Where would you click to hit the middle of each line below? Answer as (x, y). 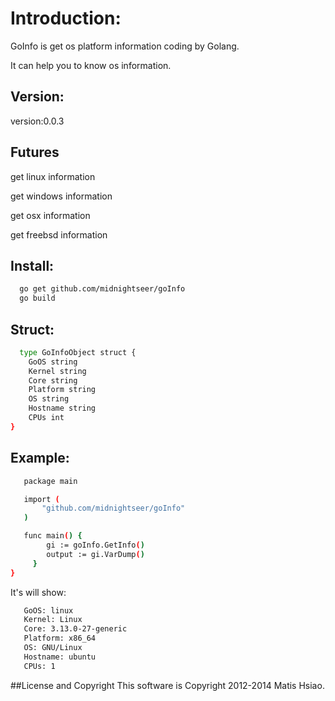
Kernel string (57, 371)
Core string (53, 380)
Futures (35, 152)
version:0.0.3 (37, 121)
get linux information (53, 176)
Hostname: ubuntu (60, 657)
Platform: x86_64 (60, 638)
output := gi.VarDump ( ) (95, 554)
